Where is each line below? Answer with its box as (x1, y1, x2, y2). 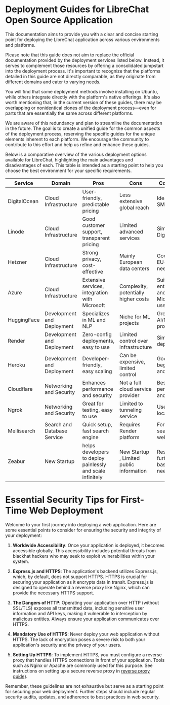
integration (82, 289, 108, 296)
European (119, 258, 143, 265)
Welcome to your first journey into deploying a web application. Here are (5, 521, 157, 527)
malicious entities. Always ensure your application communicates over (12, 616, 159, 622)
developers (82, 448, 109, 455)
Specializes (82, 310, 110, 317)
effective (82, 268, 104, 275)
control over (119, 337, 148, 344)
